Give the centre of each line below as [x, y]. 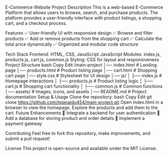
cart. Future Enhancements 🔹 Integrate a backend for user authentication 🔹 [83, 113]
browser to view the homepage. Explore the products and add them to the [81, 108]
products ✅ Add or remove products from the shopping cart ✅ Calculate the [84, 39]
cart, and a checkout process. [36, 23]
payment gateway [24, 123]
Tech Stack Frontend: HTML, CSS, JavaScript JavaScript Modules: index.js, [83, 54]
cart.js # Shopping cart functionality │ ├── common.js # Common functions [84, 86]
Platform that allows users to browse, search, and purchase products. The [82, 13]
